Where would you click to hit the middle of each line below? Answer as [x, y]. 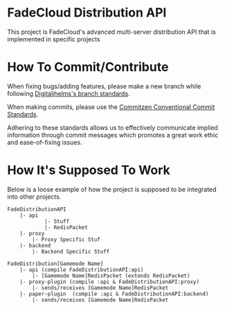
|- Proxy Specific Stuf [66, 240]
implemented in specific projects [54, 39]
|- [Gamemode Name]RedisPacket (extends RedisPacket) [111, 275]
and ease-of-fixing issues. [45, 142]
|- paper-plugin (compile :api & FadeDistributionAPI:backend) [114, 294]
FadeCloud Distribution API [87, 13]
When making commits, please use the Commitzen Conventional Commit [111, 107]
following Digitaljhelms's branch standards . [69, 93]
